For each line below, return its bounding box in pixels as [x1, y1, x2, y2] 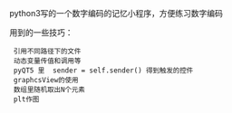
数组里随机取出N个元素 [13, 85, 86, 94]
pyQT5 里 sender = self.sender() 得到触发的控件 [13, 66, 194, 75]
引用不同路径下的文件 [13, 47, 82, 56]
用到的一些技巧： [9, 27, 73, 38]
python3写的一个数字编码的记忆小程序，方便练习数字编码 [9, 8, 224, 18]
